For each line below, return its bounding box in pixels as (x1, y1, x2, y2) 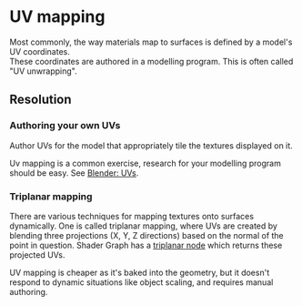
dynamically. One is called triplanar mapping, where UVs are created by (9, 220, 277, 231)
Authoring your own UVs (9, 119, 121, 132)
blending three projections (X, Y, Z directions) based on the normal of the (9, 229, 284, 240)
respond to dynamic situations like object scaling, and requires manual (9, 276, 274, 288)
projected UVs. (9, 249, 65, 260)
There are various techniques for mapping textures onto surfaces (9, 210, 255, 221)
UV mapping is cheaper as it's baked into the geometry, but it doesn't (9, 267, 270, 278)
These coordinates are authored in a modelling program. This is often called (9, 56, 294, 66)
